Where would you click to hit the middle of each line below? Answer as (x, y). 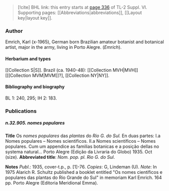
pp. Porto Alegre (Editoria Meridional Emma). (52, 182)
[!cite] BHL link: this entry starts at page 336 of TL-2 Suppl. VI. (82, 7)
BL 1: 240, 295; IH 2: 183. (31, 98)
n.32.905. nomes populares (35, 123)
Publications (21, 111)
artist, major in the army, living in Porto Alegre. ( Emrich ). (64, 47)
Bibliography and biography (35, 87)
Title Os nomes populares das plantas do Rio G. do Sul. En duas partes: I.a (83, 136)
